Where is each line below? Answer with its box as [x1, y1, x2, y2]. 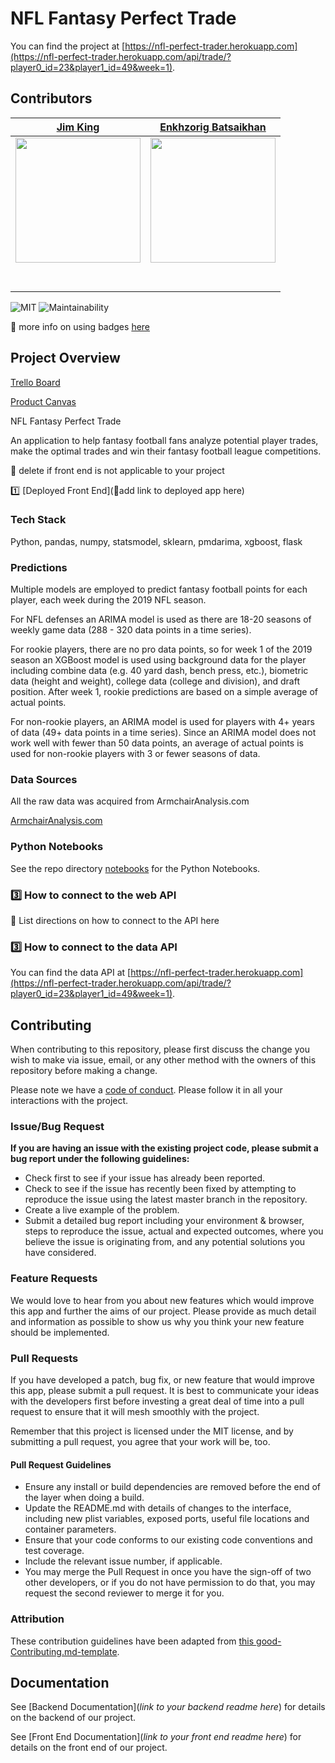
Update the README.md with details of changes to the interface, [24, 1502, 292, 1514]
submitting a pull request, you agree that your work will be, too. [10, 1436, 271, 1448]
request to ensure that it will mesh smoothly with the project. [10, 1406, 260, 1418]
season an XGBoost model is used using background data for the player [10, 654, 307, 666]
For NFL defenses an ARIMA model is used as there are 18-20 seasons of [10, 613, 312, 626]
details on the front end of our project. [10, 1742, 168, 1754]
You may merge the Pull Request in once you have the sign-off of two [24, 1566, 312, 1578]
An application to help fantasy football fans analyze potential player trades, [10, 434, 319, 446]
